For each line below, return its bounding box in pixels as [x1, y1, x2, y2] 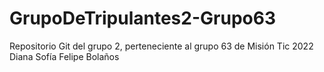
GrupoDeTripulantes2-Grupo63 [9, 7, 276, 30]
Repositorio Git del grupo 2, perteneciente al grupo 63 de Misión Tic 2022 [9, 40, 314, 52]
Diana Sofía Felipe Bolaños [9, 50, 120, 62]
